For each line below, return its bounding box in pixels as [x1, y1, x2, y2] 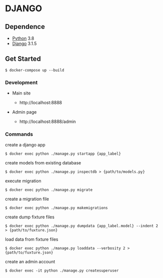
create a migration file [5, 196, 49, 202]
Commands [5, 131, 33, 138]
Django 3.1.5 [12, 41, 37, 46]
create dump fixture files [5, 214, 55, 220]
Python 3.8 [12, 35, 34, 41]
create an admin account [5, 259, 55, 265]
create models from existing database [5, 160, 81, 166]
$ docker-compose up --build [5, 68, 64, 72]
